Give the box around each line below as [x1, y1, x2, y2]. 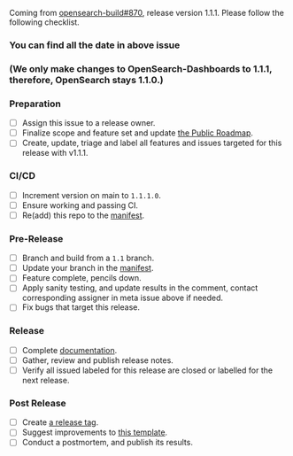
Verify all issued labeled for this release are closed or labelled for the [21, 365, 273, 375]
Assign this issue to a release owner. [21, 118, 156, 128]
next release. [21, 375, 70, 385]
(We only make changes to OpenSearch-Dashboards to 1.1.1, [9, 62, 273, 74]
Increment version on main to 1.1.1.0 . [21, 189, 161, 200]
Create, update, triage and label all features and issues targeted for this [21, 137, 282, 149]
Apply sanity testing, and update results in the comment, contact [21, 282, 258, 293]
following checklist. [9, 17, 80, 27]
